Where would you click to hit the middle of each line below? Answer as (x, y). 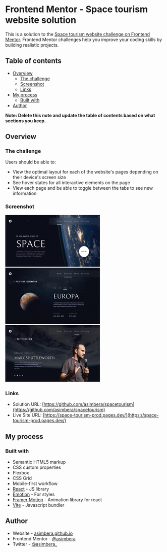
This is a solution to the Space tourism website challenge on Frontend (78, 34)
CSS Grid (22, 478)
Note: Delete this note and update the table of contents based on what (80, 115)
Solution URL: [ (28, 404)
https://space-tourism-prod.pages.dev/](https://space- (102, 415)
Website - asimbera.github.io (43, 533)
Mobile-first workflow (35, 484)
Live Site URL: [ (29, 415)
